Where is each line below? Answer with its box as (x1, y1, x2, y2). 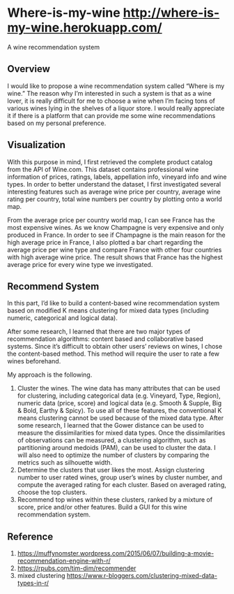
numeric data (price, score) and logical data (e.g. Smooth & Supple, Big (17, 399, 222, 407)
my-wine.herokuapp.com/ (7, 20, 162, 36)
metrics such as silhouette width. (17, 458, 113, 467)
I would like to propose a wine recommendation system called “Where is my (7, 82, 225, 90)
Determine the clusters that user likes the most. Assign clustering (17, 466, 205, 475)
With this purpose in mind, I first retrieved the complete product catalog (7, 157, 213, 166)
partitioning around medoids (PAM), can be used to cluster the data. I (17, 444, 216, 452)
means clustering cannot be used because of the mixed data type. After (17, 414, 224, 422)
